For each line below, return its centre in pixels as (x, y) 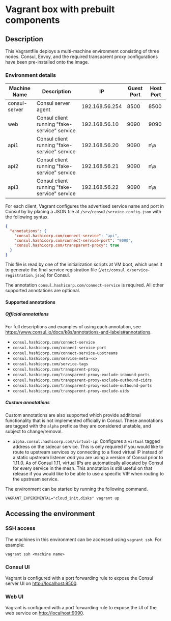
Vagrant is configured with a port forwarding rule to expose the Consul (79, 578)
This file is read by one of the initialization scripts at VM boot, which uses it (84, 264)
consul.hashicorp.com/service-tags (50, 364)
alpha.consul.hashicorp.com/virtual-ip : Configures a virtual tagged (86, 441)
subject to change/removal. (34, 431)
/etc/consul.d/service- (125, 270)
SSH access (20, 528)
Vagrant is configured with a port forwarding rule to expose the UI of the (81, 608)
